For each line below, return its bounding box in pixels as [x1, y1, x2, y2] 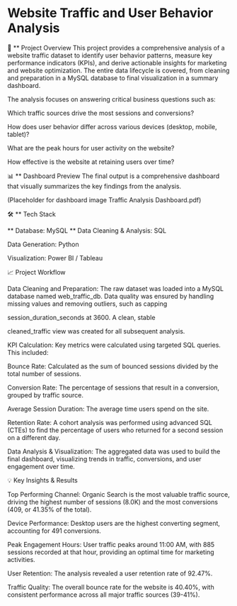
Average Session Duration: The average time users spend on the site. [7, 404, 209, 413]
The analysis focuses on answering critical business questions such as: [7, 94, 216, 104]
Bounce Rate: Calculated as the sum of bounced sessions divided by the [7, 362, 219, 370]
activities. [7, 555, 35, 563]
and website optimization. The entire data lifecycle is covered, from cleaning [7, 66, 230, 75]
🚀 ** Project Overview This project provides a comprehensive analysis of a [7, 43, 225, 52]
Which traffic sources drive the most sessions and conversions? [7, 109, 195, 117]
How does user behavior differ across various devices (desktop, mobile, [7, 122, 217, 131]
